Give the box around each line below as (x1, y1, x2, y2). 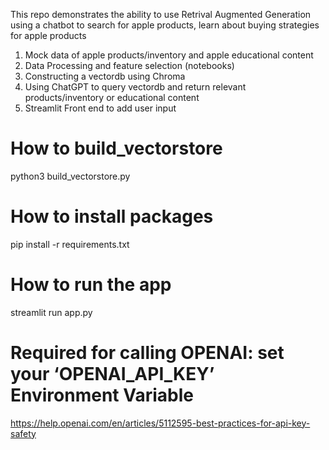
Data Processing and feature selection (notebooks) (24, 60, 235, 71)
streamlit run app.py (10, 306, 93, 318)
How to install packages (10, 205, 214, 228)
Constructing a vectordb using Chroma (24, 70, 186, 82)
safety (10, 427, 37, 439)
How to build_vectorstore (10, 137, 223, 160)
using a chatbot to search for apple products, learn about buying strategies (10, 19, 320, 31)
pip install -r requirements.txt (10, 238, 130, 250)
